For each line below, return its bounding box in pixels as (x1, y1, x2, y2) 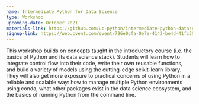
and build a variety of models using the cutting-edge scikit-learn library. (6, 66, 182, 73)
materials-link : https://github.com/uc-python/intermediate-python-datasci (6, 25, 197, 31)
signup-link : (6, 31, 38, 37)
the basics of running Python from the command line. (6, 92, 136, 99)
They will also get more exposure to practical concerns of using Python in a (6, 73, 191, 80)
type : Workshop (6, 14, 44, 20)
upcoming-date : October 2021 (6, 20, 78, 26)
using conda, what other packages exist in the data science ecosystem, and (6, 85, 192, 92)
